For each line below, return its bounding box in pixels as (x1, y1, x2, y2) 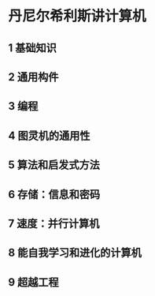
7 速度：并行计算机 (8, 216, 100, 230)
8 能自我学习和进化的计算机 (8, 246, 142, 260)
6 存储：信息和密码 (8, 187, 101, 201)
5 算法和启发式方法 (8, 159, 101, 172)
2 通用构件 (8, 70, 59, 84)
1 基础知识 (8, 41, 57, 54)
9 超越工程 (8, 275, 59, 289)
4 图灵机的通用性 (8, 129, 90, 142)
